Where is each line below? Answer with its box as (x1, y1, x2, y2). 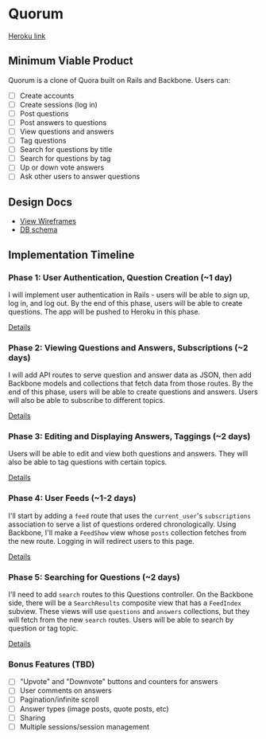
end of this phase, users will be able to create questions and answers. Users (8, 387, 258, 397)
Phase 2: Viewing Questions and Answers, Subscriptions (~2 (8, 342, 249, 353)
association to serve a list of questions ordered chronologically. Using (8, 519, 237, 529)
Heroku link (8, 31, 46, 41)
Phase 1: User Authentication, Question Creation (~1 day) (8, 272, 233, 283)
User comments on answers (19, 686, 113, 695)
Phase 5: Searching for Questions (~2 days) (8, 571, 180, 582)
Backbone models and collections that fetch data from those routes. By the (8, 379, 254, 389)
